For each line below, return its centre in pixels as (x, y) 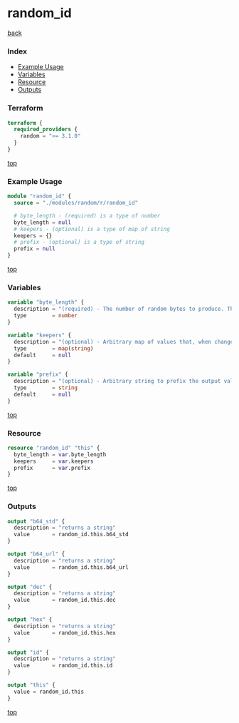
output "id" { (28, 652)
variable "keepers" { (39, 335)
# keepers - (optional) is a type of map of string (92, 229)
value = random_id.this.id (63, 666)
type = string (46, 388)
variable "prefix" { (38, 375)
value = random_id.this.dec (65, 600)
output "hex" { (30, 620)
